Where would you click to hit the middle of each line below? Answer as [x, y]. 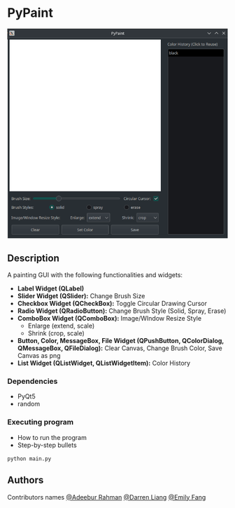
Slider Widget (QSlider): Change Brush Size [81, 296]
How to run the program [52, 437]
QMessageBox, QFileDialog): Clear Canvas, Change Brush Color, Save [120, 348]
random [29, 404]
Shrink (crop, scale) [56, 333]
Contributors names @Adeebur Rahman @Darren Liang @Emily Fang [107, 497]
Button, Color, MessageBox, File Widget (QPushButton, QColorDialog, [121, 341]
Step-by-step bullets [47, 445]
